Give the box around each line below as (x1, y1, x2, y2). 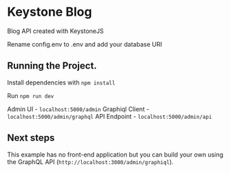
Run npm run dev (7, 91, 54, 100)
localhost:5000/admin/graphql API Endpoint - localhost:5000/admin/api (7, 112, 212, 120)
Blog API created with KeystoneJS (7, 27, 104, 35)
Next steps (7, 132, 55, 144)
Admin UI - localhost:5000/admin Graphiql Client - (7, 104, 149, 113)
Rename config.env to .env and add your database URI (7, 40, 163, 48)
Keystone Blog (7, 4, 92, 20)
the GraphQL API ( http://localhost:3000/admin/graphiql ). (7, 157, 174, 165)
